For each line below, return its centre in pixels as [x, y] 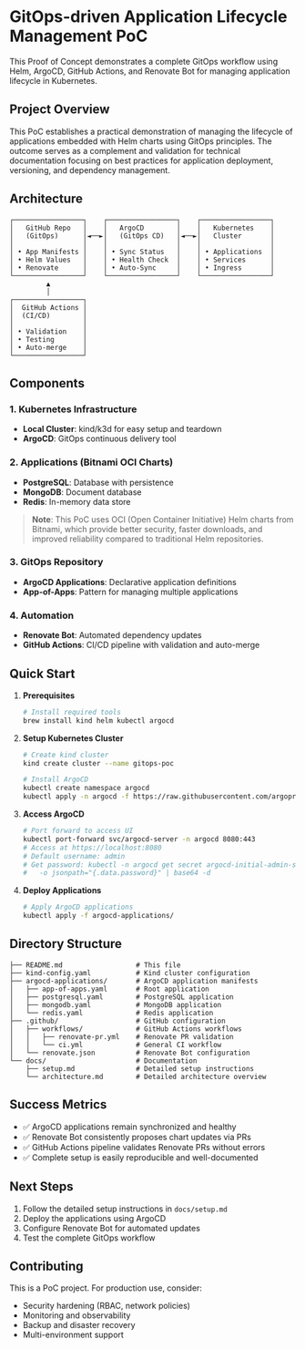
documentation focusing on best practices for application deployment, [142, 160]
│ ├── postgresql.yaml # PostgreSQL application [122, 997]
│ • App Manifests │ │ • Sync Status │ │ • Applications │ [142, 252]
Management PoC [79, 36]
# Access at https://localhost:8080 [92, 848]
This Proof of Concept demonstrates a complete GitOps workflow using [144, 61]
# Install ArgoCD [56, 780]
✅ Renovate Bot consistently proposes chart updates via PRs [137, 1137]
